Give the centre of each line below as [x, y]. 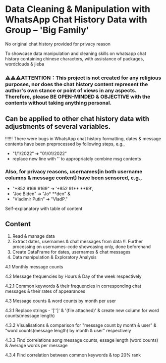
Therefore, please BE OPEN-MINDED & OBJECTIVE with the [78, 97]
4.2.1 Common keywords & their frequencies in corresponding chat [73, 286]
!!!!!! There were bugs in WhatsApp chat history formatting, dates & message [83, 138]
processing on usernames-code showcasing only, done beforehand [82, 247]
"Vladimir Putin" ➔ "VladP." [40, 199]
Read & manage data [34, 236]
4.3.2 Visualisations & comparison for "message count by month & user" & [81, 325]
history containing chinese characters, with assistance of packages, [75, 58]
